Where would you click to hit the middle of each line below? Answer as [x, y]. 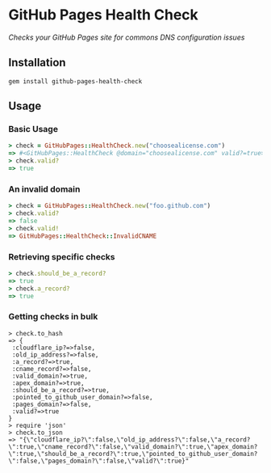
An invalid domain [44, 189]
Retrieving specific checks [62, 256]
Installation [37, 63]
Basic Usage [33, 129]
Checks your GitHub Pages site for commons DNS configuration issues [127, 37]
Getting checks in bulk [53, 317]
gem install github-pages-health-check [75, 81]
